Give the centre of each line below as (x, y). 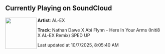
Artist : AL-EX (51, 20)
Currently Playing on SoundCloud (59, 8)
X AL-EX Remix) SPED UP (64, 35)
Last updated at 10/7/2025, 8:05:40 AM (78, 45)
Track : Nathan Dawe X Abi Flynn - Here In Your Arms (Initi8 (99, 30)
